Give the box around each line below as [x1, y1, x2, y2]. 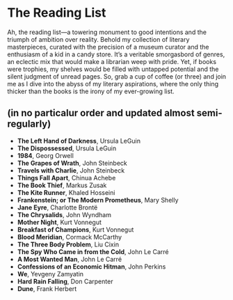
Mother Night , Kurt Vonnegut [17, 218, 102, 226]
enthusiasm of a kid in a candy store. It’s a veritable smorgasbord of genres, [7, 50, 225, 58]
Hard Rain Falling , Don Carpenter [17, 277, 113, 285]
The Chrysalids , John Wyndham [17, 210, 111, 219]
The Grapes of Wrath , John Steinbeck [17, 159, 127, 167]
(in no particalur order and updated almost [7, 107, 195, 119]
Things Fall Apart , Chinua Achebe [17, 173, 116, 182]
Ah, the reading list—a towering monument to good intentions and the [7, 28, 207, 36]
